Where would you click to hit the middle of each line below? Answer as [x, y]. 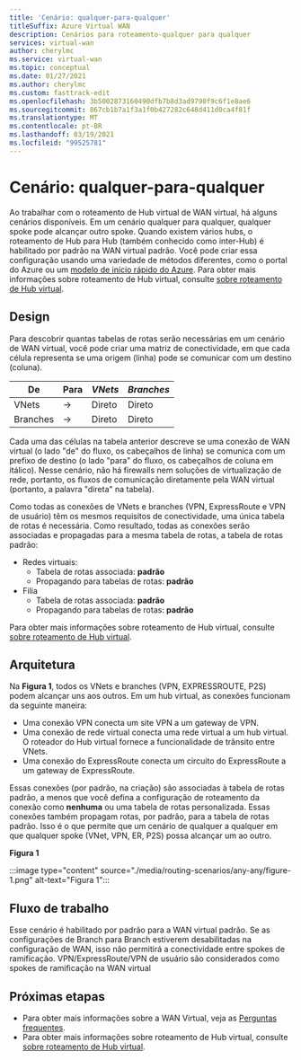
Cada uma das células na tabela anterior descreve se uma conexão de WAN [150, 441]
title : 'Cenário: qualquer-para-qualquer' [90, 18]
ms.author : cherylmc [48, 84]
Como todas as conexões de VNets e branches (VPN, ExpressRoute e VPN [147, 506]
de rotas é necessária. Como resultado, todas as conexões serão [129, 526]
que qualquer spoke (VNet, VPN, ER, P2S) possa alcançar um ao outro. [141, 835]
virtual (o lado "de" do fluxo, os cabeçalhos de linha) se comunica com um [147, 451]
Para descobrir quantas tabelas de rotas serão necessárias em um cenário [147, 339]
